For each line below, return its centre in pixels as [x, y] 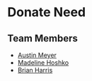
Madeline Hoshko [43, 63]
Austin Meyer [37, 55]
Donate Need [47, 12]
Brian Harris [35, 70]
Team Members [42, 38]
